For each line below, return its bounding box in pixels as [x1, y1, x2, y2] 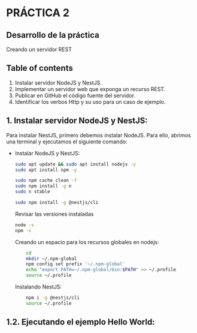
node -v [14, 222, 34, 228]
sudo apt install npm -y [14, 167, 77, 173]
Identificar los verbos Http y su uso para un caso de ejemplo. [14, 98, 166, 105]
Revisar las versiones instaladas [14, 210, 94, 217]
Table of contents [6, 63, 73, 73]
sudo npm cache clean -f [14, 178, 77, 184]
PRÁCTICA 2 [6, 6, 70, 20]
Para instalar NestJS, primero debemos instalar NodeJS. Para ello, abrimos [6, 131, 192, 139]
